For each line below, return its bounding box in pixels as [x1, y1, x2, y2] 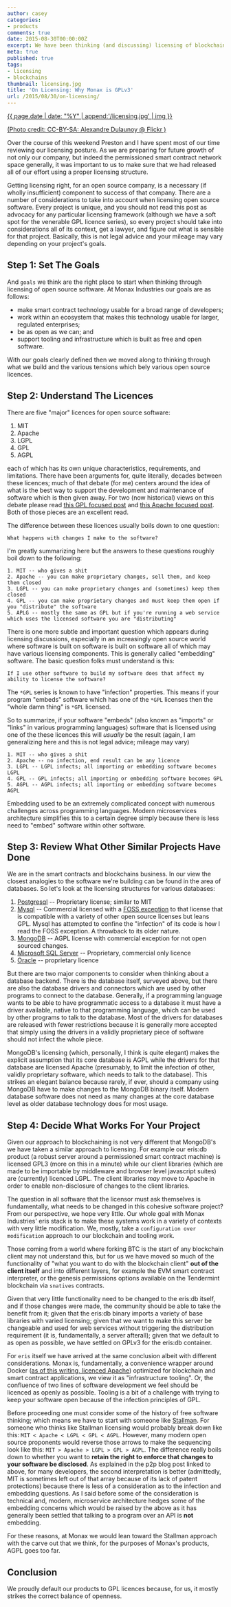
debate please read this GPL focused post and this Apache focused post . [7, 500, 214, 509]
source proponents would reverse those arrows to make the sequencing [7, 1438, 212, 1447]
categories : [7, 16, 41, 23]
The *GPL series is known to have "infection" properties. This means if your [7, 688, 219, 696]
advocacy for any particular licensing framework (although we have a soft [7, 210, 217, 219]
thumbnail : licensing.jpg [7, 80, 81, 87]
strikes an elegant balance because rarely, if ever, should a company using [7, 1078, 219, 1086]
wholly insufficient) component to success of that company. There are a [7, 188, 211, 197]
